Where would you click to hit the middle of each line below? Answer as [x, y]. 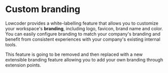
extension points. [23, 65]
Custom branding [43, 9]
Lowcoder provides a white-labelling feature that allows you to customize [82, 23]
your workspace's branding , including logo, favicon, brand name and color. [84, 28]
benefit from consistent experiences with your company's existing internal [83, 39]
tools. [11, 44]
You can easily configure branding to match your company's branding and [83, 34]
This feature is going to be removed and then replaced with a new [74, 54]
